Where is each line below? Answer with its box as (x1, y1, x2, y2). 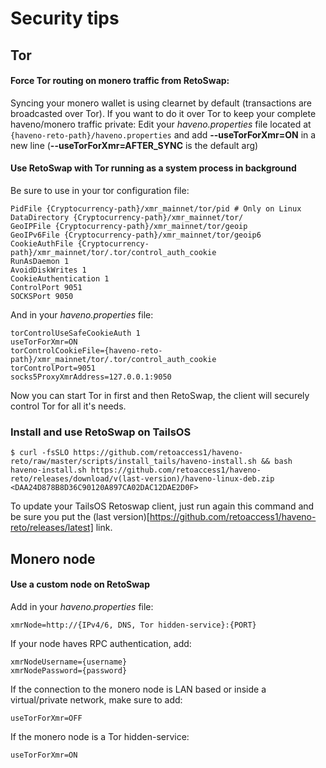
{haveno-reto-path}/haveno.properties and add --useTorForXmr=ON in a (10, 128, 317, 141)
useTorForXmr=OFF (10, 713, 83, 723)
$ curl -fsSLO (10, 448, 70, 458)
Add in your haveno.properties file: (10, 600, 154, 612)
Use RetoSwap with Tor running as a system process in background (10, 162, 297, 174)
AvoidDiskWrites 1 (10, 265, 87, 275)
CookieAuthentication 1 (10, 273, 110, 284)
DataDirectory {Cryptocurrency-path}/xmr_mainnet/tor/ (10, 212, 244, 222)
